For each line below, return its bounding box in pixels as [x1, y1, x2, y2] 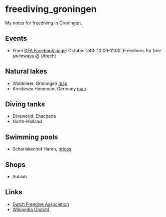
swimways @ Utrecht [12, 53, 56, 59]
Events [5, 34, 27, 43]
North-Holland [12, 118, 42, 125]
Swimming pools [5, 133, 58, 141]
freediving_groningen [5, 3, 97, 15]
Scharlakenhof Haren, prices [12, 146, 71, 152]
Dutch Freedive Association [12, 201, 69, 207]
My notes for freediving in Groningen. [5, 20, 82, 26]
